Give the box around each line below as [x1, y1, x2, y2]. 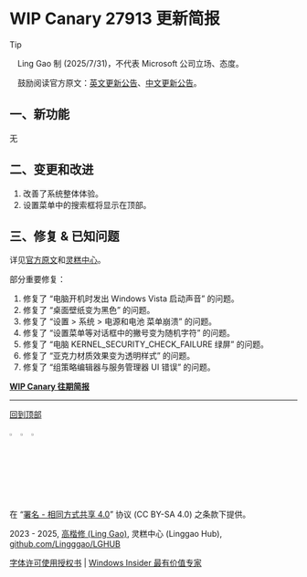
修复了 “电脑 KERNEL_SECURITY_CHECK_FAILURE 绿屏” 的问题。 [22, 339, 270, 350]
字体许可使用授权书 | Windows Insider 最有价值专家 [9, 558, 203, 569]
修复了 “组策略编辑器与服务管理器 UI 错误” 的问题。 [22, 362, 217, 372]
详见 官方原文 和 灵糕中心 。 [9, 255, 106, 266]
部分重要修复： [9, 274, 66, 285]
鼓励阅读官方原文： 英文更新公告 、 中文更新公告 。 [17, 77, 202, 88]
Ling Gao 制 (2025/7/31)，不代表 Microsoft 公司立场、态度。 [17, 58, 244, 68]
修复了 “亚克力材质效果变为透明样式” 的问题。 [22, 351, 196, 362]
